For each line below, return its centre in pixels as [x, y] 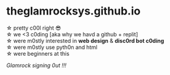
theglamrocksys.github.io [73, 11]
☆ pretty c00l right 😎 [34, 28]
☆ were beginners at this [38, 53]
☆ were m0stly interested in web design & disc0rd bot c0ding [85, 41]
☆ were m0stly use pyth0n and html [52, 47]
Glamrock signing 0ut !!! [37, 65]
